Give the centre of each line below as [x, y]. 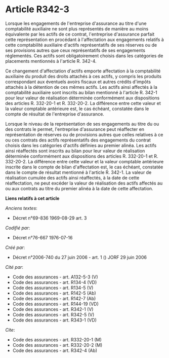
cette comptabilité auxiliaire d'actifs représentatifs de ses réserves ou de [81, 45]
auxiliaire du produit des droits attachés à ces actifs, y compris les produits [83, 76]
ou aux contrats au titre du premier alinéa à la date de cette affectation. [79, 188]
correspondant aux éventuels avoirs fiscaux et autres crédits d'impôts [78, 82]
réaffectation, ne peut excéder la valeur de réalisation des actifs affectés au [84, 183]
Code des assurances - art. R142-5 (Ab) [54, 293]
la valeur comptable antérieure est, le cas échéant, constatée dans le [77, 109]
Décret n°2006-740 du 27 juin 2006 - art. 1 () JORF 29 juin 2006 [79, 257]
